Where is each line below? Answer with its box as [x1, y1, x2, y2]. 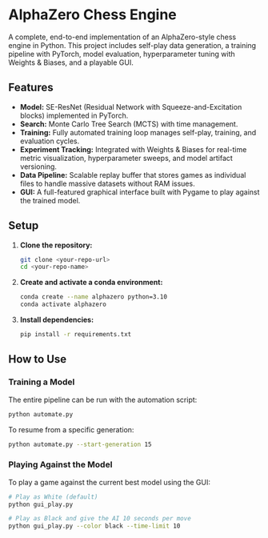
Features [8, 81, 54, 94]
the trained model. [19, 195, 81, 205]
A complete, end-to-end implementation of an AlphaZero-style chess [8, 32, 237, 42]
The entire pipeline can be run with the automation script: [8, 395, 198, 404]
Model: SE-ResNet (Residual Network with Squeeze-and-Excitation [19, 102, 242, 111]
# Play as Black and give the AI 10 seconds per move [8, 515, 192, 523]
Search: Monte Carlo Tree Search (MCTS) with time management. [19, 118, 238, 129]
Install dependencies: [19, 315, 94, 325]
